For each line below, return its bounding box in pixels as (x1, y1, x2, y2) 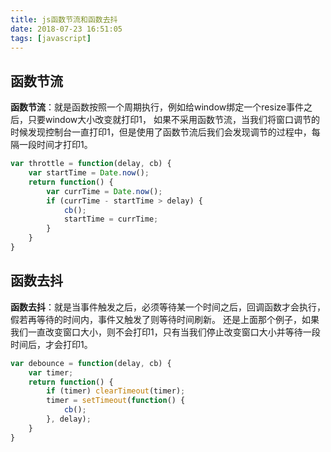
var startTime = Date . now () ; (28, 168, 150, 178)
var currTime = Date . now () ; (46, 186, 163, 196)
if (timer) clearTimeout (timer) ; (46, 386, 186, 396)
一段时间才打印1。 (18, 139, 93, 151)
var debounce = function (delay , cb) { (10, 358, 172, 368)
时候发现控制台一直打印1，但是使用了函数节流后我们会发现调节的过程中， (10, 126, 312, 138)
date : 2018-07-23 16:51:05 (10, 24, 123, 34)
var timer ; (28, 367, 74, 378)
